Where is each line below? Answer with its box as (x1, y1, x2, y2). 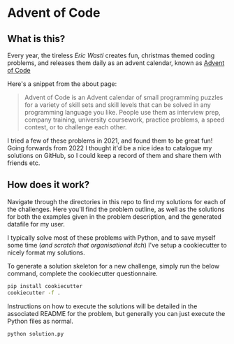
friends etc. (7, 159, 41, 167)
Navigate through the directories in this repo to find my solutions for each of (7, 197, 226, 206)
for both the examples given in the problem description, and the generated (7, 212, 222, 221)
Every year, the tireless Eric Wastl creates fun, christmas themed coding (7, 51, 215, 59)
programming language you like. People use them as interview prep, (24, 108, 221, 116)
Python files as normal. (7, 317, 73, 325)
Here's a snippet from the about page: (7, 80, 117, 88)
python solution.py (7, 330, 64, 337)
